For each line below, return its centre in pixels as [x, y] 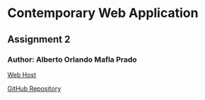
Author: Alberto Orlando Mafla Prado [72, 60]
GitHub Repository [34, 88]
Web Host [22, 74]
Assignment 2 [39, 39]
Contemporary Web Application [103, 13]
